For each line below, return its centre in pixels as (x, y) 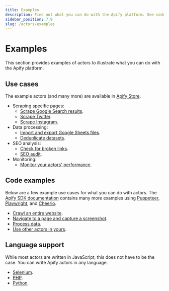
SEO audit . (31, 154)
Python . (21, 283)
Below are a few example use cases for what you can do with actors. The (81, 192)
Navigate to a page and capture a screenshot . (60, 218)
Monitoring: (24, 159)
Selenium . (23, 272)
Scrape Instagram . (39, 122)
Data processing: (30, 127)
